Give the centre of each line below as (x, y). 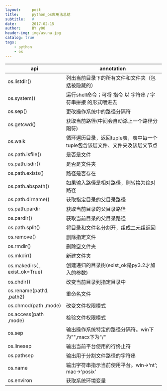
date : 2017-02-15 (30, 24)
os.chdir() (19, 282)
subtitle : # (20, 19)
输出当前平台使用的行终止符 (99, 346)
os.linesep (20, 346)
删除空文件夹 (81, 246)
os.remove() (22, 237)
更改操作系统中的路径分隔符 (99, 111)
